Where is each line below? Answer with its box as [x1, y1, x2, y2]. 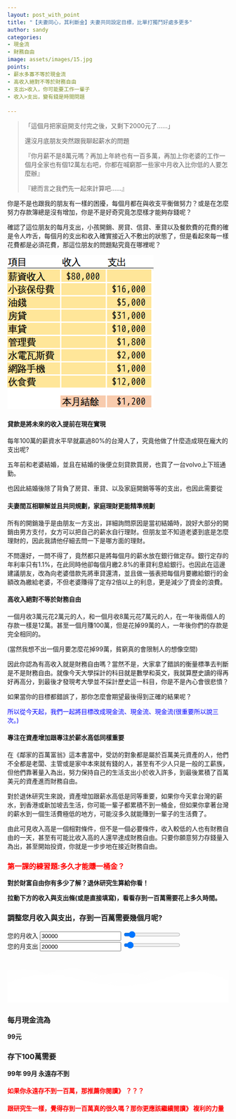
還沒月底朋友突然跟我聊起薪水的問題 [24, 137, 130, 145]
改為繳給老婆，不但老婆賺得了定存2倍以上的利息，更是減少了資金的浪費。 [13, 578, 227, 586]
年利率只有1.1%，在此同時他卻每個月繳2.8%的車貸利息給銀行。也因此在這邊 [7, 560, 226, 569]
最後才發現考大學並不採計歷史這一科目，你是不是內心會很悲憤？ [44, 677, 229, 686]
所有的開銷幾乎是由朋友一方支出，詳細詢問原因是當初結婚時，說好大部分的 [7, 519, 223, 527]
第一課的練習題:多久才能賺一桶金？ [7, 861, 125, 871]
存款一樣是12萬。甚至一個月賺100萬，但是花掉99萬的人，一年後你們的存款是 [7, 621, 228, 629]
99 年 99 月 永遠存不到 [7, 1069, 70, 1077]
